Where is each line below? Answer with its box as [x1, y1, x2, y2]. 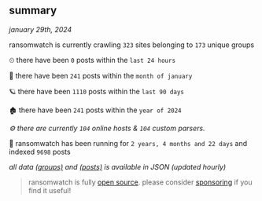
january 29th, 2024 [9, 24, 72, 34]
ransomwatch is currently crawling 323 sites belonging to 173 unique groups [9, 40, 255, 49]
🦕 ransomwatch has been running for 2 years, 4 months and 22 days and [9, 138, 248, 148]
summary [9, 4, 57, 17]
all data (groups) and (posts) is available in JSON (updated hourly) [9, 162, 227, 171]
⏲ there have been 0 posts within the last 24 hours [9, 55, 176, 64]
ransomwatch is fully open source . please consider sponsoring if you [28, 177, 253, 187]
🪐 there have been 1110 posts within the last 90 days [9, 86, 184, 96]
